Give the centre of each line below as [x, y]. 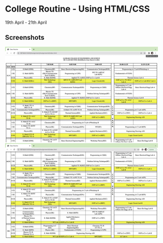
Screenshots [25, 38]
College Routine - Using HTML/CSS [77, 9]
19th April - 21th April [26, 22]
